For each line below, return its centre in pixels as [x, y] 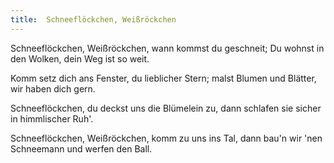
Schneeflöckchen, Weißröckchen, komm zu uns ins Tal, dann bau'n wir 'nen [166, 138]
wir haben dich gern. [53, 88]
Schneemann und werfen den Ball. [81, 148]
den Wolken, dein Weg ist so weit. [80, 58]
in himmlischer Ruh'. [52, 118]
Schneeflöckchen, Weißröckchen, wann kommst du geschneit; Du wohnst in [167, 48]
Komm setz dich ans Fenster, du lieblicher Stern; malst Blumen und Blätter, [163, 78]
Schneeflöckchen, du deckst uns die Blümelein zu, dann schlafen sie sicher [166, 108]
